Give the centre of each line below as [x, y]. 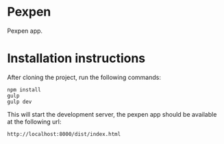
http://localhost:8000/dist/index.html [64, 134]
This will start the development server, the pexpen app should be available [112, 114]
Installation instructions [76, 58]
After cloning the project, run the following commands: [84, 77]
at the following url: [34, 121]
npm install [24, 89]
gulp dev [20, 102]
